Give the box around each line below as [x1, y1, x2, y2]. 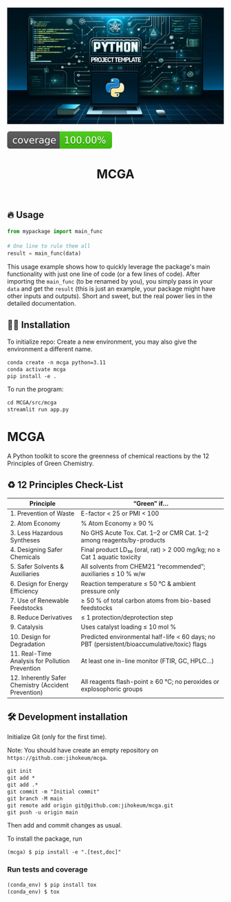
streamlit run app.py [7, 406, 69, 413]
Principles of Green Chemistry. [7, 459, 94, 467]
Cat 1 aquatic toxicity [80, 553, 141, 561]
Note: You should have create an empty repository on [7, 746, 159, 754]
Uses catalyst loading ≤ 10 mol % [80, 622, 177, 631]
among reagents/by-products [80, 536, 166, 544]
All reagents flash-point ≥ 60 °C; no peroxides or [80, 677, 220, 685]
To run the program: [7, 384, 64, 393]
